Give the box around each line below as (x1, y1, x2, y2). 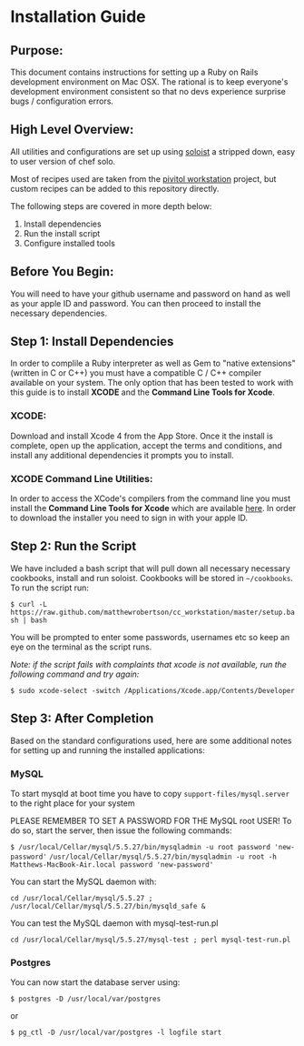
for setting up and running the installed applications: (10, 744, 205, 756)
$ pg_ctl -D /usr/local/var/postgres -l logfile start (10, 1028, 222, 1038)
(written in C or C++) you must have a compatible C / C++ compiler (10, 367, 262, 378)
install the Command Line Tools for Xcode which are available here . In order (10, 503, 297, 514)
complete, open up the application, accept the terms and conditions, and (10, 439, 282, 451)
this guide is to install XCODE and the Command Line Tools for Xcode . (10, 387, 275, 397)
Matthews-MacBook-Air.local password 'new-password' (10, 860, 214, 870)
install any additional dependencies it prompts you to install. (10, 449, 234, 460)
